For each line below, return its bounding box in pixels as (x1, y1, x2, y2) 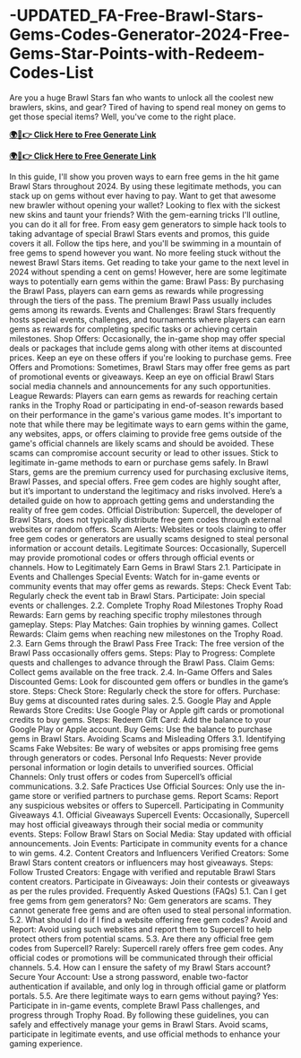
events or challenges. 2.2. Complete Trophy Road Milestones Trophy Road (9, 600, 284, 611)
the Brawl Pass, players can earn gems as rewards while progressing (9, 285, 264, 296)
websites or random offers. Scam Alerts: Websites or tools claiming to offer (9, 524, 287, 534)
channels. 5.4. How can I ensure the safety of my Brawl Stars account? (9, 961, 271, 973)
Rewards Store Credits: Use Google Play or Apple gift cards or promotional (9, 705, 285, 715)
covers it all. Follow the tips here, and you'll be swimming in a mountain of (9, 238, 282, 248)
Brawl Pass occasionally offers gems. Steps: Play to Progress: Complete (9, 647, 276, 658)
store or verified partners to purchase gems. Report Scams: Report (31, 790, 279, 801)
